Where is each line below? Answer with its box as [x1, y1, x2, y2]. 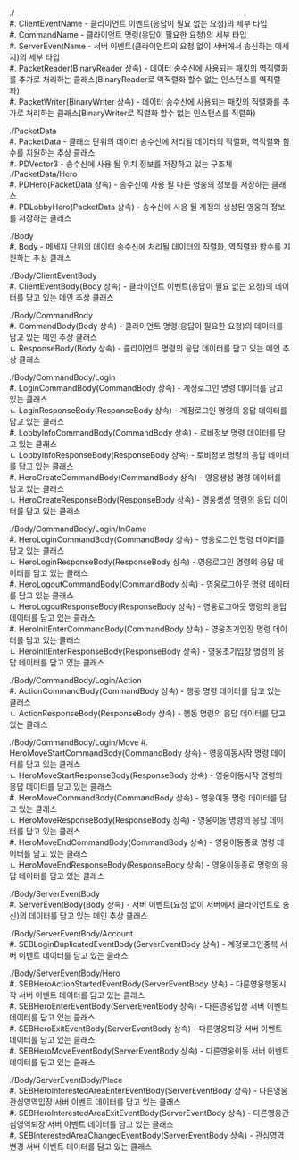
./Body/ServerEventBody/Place [9, 1075, 123, 1085]
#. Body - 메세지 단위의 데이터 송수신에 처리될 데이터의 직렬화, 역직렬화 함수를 [9, 241, 282, 251]
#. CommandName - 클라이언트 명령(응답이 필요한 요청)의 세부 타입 [9, 30, 247, 39]
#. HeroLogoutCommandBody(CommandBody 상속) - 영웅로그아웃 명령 [9, 579, 267, 589]
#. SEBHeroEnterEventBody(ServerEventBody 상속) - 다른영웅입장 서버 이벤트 [9, 1001, 289, 1012]
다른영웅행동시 [235, 978, 287, 989]
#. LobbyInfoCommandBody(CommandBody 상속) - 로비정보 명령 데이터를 [9, 428, 277, 437]
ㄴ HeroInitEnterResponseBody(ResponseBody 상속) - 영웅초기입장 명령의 [9, 646, 276, 656]
